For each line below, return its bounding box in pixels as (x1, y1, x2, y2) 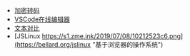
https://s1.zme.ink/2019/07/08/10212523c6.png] (41, 32, 184, 40)
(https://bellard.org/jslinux (14, 40, 91, 48)
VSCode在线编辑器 (14, 15, 70, 23)
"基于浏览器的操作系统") (92, 40, 164, 48)
